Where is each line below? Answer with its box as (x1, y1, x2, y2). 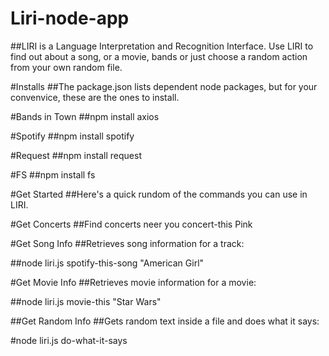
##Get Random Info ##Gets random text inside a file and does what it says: (10, 315, 320, 327)
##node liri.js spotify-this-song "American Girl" (10, 257, 205, 269)
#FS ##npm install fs (10, 168, 96, 181)
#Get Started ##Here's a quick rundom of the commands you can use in (10, 188, 308, 200)
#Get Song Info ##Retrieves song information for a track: (10, 237, 245, 249)
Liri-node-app (10, 7, 130, 30)
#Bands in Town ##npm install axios (10, 110, 160, 122)
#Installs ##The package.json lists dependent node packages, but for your (10, 80, 318, 92)
